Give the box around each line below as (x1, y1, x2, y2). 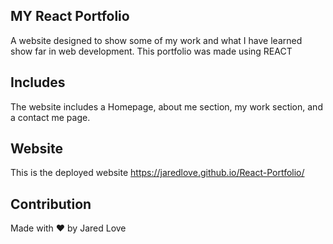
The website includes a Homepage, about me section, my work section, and (10, 100, 323, 113)
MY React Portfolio (10, 8, 130, 25)
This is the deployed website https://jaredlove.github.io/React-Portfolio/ (10, 167, 305, 179)
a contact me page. (10, 111, 91, 123)
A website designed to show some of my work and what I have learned (10, 34, 303, 46)
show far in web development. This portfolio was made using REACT (10, 45, 293, 57)
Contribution (10, 195, 92, 213)
